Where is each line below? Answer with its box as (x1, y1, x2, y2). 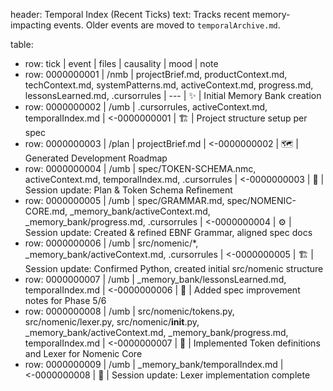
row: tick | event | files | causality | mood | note (24, 58, 219, 69)
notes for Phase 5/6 (24, 295, 107, 306)
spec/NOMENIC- (226, 195, 297, 206)
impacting (10, 19, 52, 31)
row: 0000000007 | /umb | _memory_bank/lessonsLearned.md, (24, 274, 287, 285)
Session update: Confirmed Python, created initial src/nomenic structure (24, 263, 324, 274)
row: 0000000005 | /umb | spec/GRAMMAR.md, (24, 195, 225, 206)
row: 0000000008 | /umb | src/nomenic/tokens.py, (24, 305, 235, 317)
